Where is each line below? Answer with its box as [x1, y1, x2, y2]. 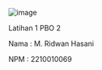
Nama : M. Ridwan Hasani [8, 39, 95, 48]
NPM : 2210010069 [8, 55, 73, 64]
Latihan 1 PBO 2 [8, 23, 62, 32]
